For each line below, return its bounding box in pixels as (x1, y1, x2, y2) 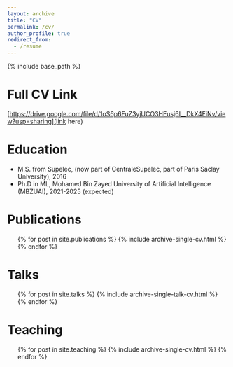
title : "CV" (7, 17, 42, 24)
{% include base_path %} (7, 62, 81, 70)
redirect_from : (7, 36, 52, 43)
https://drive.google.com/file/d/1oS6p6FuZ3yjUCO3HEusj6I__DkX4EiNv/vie (9, 109, 226, 118)
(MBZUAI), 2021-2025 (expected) (17, 187, 114, 195)
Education (7, 141, 68, 158)
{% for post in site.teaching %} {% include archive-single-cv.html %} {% (17, 345, 227, 354)
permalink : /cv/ (7, 23, 55, 30)
